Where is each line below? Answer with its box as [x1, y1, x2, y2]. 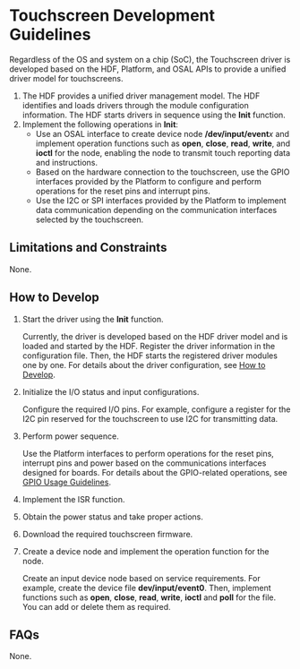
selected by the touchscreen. [35, 214, 144, 225]
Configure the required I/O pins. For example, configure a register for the [21, 404, 291, 415]
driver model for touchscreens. [9, 73, 124, 83]
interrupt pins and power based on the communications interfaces [21, 458, 267, 468]
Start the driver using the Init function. [21, 313, 164, 324]
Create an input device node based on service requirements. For [21, 572, 261, 583]
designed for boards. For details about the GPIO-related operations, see [21, 467, 288, 477]
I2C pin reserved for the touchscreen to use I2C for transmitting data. [21, 413, 279, 424]
